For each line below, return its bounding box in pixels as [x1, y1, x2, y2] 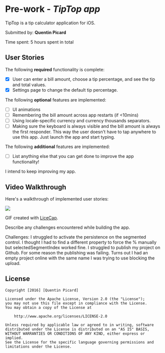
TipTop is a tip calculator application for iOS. [5, 20, 96, 26]
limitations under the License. [5, 344, 72, 349]
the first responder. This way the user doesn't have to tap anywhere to [12, 129, 156, 135]
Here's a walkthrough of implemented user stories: [5, 196, 109, 202]
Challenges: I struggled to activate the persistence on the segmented [5, 234, 146, 240]
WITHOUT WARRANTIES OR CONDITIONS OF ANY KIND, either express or [5, 331, 145, 336]
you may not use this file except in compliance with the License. [5, 301, 148, 305]
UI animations [12, 106, 41, 112]
